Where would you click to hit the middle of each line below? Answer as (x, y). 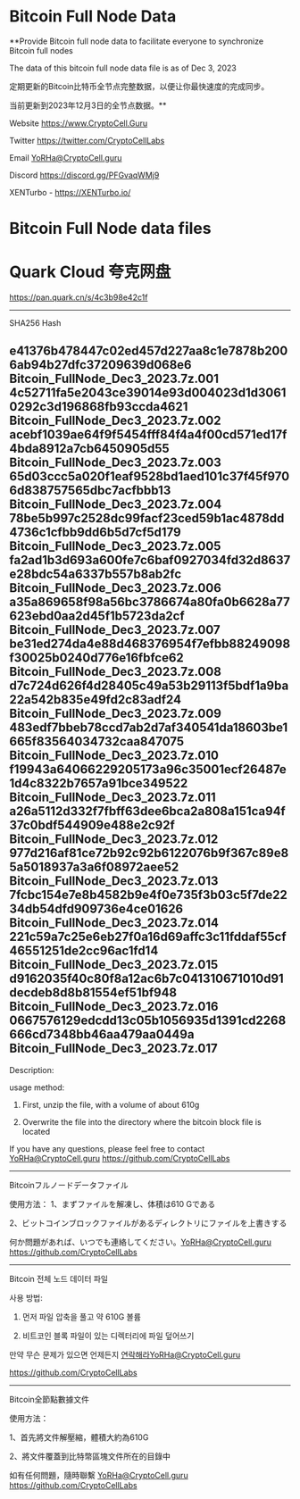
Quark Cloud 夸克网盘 (90, 272)
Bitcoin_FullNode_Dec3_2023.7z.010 (114, 756)
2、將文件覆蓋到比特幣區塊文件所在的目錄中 (90, 1456)
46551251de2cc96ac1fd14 (84, 951)
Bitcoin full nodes (41, 50)
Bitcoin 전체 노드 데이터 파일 (59, 1278)
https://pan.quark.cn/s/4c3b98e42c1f (79, 297)
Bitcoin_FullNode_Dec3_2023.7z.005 (115, 546)
